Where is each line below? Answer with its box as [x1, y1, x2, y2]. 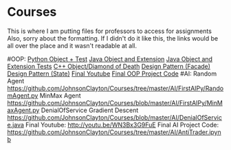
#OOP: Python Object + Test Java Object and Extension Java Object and [7, 54, 213, 63]
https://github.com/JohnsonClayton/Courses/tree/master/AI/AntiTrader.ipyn [7, 128, 221, 136]
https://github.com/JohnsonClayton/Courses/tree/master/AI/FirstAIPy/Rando [7, 84, 224, 92]
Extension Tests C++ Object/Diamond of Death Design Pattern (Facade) [7, 62, 211, 70]
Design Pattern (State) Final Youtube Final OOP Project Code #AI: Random [7, 69, 217, 78]
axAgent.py [7, 106, 40, 114]
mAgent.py [7, 91, 38, 100]
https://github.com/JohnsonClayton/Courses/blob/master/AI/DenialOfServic [7, 113, 222, 121]
